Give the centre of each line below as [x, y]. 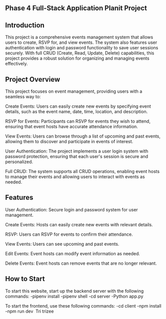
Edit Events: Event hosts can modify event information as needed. [73, 253]
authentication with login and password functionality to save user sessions [82, 48]
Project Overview [33, 79]
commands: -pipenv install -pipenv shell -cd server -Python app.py [74, 296]
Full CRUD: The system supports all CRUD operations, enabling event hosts [83, 171]
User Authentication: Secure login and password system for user [72, 209]
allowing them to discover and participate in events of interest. [69, 142]
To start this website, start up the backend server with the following [74, 291]
